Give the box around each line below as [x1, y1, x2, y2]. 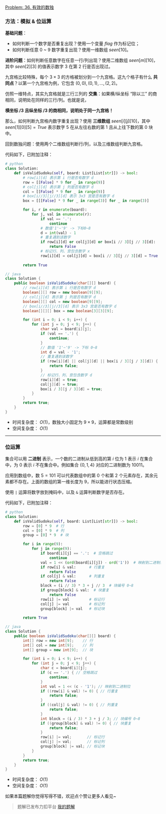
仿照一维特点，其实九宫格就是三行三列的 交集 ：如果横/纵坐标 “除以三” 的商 [5, 91, 157, 97]
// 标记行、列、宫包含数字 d [40, 372, 92, 378]
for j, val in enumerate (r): [31, 212, 92, 217]
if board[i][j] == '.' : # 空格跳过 [40, 551, 113, 556]
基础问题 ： [5, 30, 27, 36]
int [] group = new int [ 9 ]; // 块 [23, 647, 93, 652]
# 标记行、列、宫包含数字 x [40, 249, 90, 254]
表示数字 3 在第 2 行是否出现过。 [46, 63, 113, 69]
